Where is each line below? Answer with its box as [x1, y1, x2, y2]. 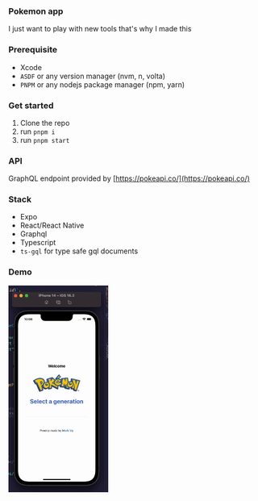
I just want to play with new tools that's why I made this [8, 24, 192, 34]
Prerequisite [8, 44, 58, 56]
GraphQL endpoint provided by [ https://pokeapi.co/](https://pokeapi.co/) [8, 173, 250, 183]
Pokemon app [8, 6, 64, 17]
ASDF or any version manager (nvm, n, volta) [19, 71, 166, 81]
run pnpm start [19, 135, 70, 144]
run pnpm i [19, 127, 56, 136]
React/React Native [19, 220, 85, 231]
